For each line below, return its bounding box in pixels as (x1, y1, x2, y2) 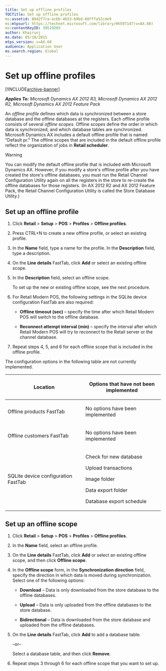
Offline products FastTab (7, 408, 65, 415)
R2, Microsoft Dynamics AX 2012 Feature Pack (5, 101, 101, 107)
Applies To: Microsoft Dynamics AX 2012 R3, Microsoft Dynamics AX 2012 (5, 96, 158, 102)
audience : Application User (5, 44, 63, 49)
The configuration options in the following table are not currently (5, 359, 137, 364)
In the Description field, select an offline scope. (12, 275, 110, 281)
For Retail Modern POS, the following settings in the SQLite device (12, 294, 147, 300)
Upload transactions (85, 465, 132, 471)
